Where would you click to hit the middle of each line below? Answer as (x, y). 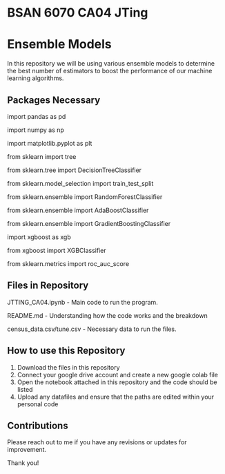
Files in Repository (48, 286)
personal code (38, 404)
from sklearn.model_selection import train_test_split (80, 183)
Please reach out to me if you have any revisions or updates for (97, 442)
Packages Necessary (54, 100)
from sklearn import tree (42, 156)
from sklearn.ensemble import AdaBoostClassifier (78, 210)
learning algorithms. (36, 78)
